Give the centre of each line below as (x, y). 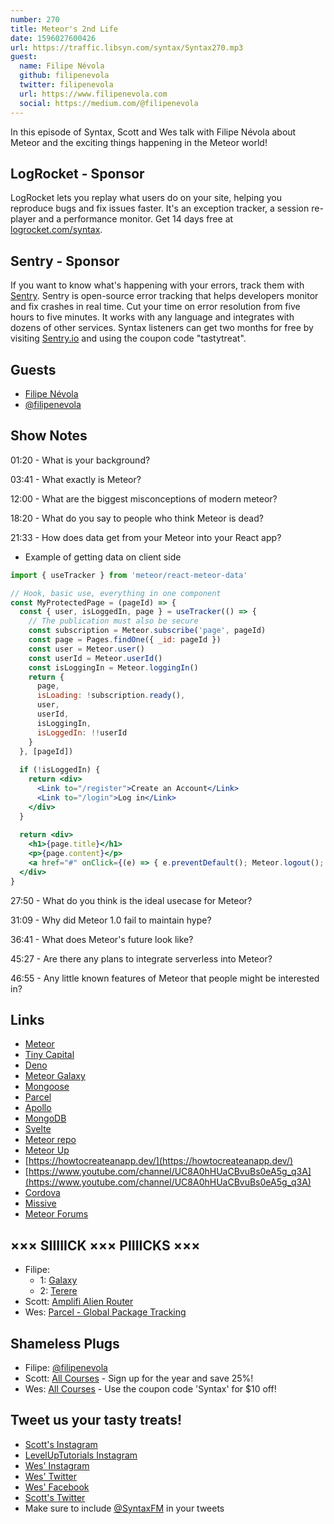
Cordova (42, 1193)
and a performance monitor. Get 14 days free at (136, 219)
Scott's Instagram (61, 1444)
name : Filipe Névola (62, 66)
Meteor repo (50, 1140)
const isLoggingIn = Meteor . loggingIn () (113, 667)
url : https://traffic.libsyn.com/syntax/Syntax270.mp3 (127, 47)
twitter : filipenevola (66, 85)
